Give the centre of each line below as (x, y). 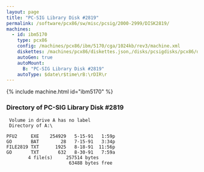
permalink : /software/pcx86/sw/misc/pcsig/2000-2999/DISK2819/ (88, 23)
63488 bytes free (91, 163)
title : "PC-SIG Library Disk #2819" (53, 18)
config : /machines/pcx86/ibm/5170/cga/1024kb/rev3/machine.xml (99, 46)
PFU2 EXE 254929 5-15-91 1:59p (61, 136)
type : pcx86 (32, 40)
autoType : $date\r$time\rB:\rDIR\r (62, 74)
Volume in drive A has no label (50, 120)
